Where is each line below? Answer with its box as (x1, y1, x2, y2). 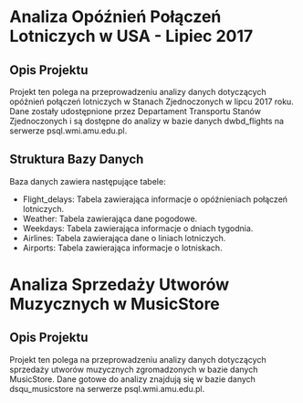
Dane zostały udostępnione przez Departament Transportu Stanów (9, 106, 262, 116)
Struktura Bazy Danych (9, 152, 144, 167)
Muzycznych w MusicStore (9, 294, 221, 314)
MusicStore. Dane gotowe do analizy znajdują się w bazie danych (9, 373, 256, 385)
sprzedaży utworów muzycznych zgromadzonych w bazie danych (9, 364, 258, 375)
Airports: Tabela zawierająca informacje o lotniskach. (22, 242, 223, 253)
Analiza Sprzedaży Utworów (9, 274, 230, 294)
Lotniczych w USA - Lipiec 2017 (9, 26, 254, 47)
